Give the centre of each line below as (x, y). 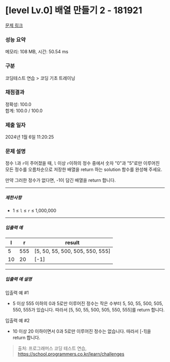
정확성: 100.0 (18, 104)
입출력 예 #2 (17, 321)
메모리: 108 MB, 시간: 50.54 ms (37, 52)
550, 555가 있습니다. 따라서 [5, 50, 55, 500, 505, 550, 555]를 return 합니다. (89, 310)
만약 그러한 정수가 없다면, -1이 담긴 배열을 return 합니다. (61, 180)
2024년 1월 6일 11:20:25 (30, 137)
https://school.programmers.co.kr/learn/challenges (71, 354)
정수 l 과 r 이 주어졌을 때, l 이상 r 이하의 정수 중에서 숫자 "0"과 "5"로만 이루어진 (82, 163)
